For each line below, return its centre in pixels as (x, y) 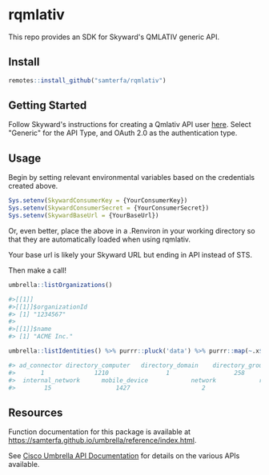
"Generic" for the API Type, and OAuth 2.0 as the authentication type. (123, 133)
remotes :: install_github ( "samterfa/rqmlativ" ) (87, 80)
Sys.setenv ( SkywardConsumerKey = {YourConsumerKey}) (98, 201)
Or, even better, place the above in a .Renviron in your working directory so (132, 230)
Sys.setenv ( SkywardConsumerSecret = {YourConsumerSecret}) (109, 208)
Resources (36, 412)
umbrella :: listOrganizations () (60, 285)
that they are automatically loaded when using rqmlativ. (99, 239)
